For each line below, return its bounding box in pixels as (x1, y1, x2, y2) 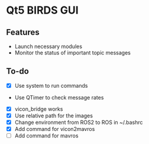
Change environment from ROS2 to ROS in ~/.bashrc (14, 119, 143, 126)
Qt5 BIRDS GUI (6, 4, 79, 17)
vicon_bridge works (14, 105, 63, 113)
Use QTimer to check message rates (14, 94, 104, 101)
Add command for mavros (14, 132, 79, 139)
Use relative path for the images (14, 112, 93, 119)
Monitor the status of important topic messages (14, 49, 131, 56)
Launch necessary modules (14, 43, 83, 50)
